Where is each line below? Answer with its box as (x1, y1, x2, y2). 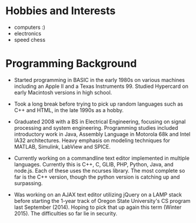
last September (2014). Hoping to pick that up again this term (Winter (14, 204, 182, 211)
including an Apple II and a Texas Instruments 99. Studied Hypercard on (14, 83, 189, 90)
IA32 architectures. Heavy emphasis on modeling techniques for (14, 137, 171, 144)
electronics (14, 29, 42, 37)
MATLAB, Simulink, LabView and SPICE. (14, 143, 111, 150)
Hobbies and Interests (5, 4, 116, 18)
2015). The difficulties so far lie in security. (14, 209, 118, 217)
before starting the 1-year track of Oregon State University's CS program (14, 197, 191, 204)
